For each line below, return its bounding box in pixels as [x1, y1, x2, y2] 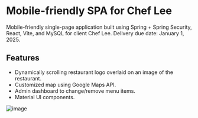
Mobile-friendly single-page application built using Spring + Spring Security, [6, 23, 192, 31]
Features [6, 53, 40, 63]
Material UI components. [14, 93, 75, 100]
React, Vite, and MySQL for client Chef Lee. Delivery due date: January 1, [6, 29, 184, 36]
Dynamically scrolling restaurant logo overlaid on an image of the [14, 69, 173, 76]
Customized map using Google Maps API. [14, 81, 116, 88]
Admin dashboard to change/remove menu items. [14, 87, 136, 95]
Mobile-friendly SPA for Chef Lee [6, 4, 173, 18]
